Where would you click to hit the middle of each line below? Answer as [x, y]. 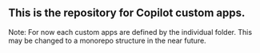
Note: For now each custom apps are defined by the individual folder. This [130, 32]
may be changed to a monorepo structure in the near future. [107, 40]
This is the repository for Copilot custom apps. [127, 13]
